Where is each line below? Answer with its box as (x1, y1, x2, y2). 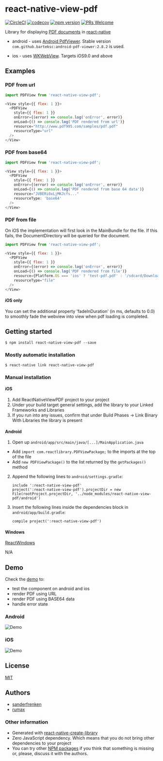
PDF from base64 (5, 149, 48, 156)
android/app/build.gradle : (12, 509, 66, 516)
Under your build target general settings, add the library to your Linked (12, 402, 154, 408)
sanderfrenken (12, 701, 42, 708)
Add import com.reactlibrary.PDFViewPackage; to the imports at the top (12, 449, 156, 455)
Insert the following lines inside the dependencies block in (12, 504, 129, 510)
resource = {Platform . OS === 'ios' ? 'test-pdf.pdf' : (14, 273, 123, 278)
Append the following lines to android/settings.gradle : (12, 474, 123, 480)
